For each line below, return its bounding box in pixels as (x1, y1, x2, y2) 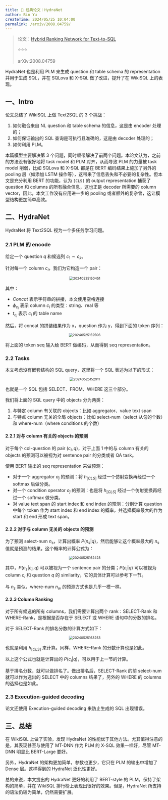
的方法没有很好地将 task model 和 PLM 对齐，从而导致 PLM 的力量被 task (5, 159, 157, 165)
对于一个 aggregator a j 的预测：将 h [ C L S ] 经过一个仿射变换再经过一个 (12, 474, 155, 481)
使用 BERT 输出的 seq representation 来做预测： (5, 463, 105, 469)
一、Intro (5, 97, 34, 106)
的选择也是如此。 (5, 681, 41, 687)
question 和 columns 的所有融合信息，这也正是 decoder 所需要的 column (5, 184, 156, 190)
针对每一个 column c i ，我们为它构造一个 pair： (5, 265, 102, 272)
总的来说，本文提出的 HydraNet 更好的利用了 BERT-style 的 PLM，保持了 (5, 777, 157, 783)
